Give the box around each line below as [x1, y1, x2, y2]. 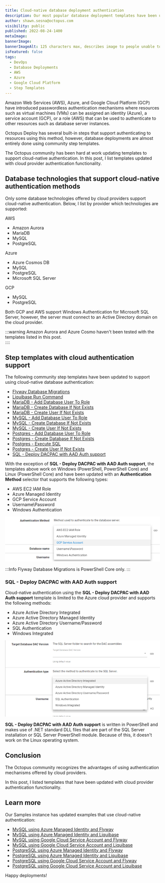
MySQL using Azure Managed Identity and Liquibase [12, 831, 119, 837]
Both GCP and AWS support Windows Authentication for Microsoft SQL [5, 309, 149, 315]
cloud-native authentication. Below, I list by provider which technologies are [5, 200, 159, 206]
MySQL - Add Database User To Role [12, 415, 87, 421]
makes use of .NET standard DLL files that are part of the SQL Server [5, 726, 145, 732]
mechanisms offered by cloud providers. [5, 770, 87, 776]
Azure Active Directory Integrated [12, 610, 81, 615]
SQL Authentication [12, 625, 52, 631]
